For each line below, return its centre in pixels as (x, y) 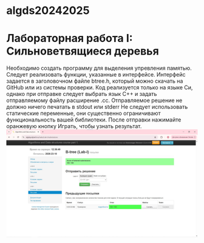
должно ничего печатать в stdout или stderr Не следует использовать (97, 107)
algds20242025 (48, 11)
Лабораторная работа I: (70, 39)
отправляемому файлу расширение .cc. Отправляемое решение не (94, 100)
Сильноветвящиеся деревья (83, 51)
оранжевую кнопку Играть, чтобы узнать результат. (74, 126)
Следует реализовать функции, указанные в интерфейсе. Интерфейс (96, 75)
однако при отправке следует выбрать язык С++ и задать (82, 94)
